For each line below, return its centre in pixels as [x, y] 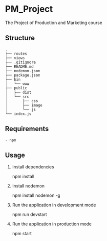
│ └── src [17, 97]
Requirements [27, 129]
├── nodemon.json [23, 71]
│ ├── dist [18, 92]
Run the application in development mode [54, 205]
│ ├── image [24, 105]
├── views [15, 58]
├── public [16, 88]
